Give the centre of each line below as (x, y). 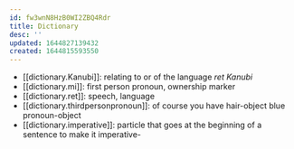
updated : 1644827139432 (54, 43)
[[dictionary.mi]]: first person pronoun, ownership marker (129, 87)
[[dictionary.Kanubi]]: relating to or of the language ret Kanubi (138, 77)
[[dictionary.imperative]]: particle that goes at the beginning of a (142, 125)
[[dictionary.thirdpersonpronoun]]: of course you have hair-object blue (154, 106)
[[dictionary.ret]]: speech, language (89, 97)
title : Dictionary (44, 26)
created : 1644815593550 (54, 51)
